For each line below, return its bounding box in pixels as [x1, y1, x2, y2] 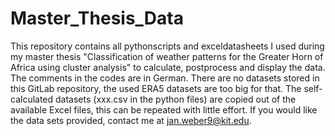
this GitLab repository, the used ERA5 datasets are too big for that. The [10, 82, 302, 94]
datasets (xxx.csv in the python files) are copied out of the [55, 93, 297, 105]
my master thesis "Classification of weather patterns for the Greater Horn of [10, 50, 324, 62]
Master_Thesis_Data [10, 7, 184, 30]
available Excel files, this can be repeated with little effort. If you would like [10, 103, 318, 116]
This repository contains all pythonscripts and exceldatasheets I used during [10, 40, 325, 52]
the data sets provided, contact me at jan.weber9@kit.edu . [10, 114, 252, 126]
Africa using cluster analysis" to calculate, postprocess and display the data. [10, 61, 326, 73]
